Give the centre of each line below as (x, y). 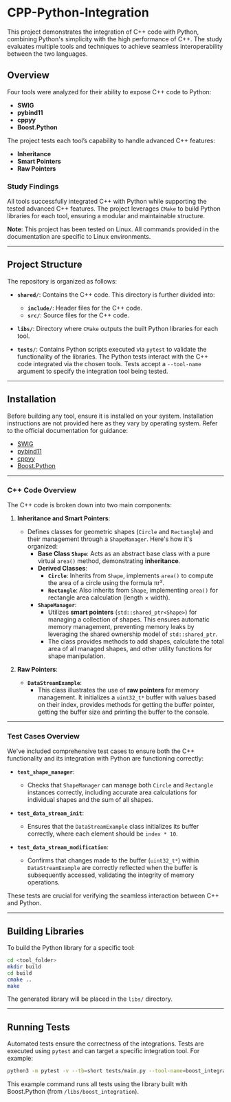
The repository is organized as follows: (62, 281)
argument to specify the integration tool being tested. (92, 371)
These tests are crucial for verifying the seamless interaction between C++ (113, 896)
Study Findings (33, 186)
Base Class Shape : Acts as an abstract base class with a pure (124, 553)
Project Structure (45, 265)
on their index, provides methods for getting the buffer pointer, (126, 704)
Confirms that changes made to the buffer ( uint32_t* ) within (113, 860)
